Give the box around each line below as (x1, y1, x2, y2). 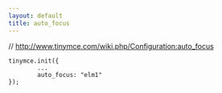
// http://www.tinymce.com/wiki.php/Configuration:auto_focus (8, 41, 215, 51)
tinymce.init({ (8, 57, 60, 65)
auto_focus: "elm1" (37, 71, 103, 79)
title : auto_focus (8, 19, 70, 27)
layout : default (8, 11, 63, 20)
